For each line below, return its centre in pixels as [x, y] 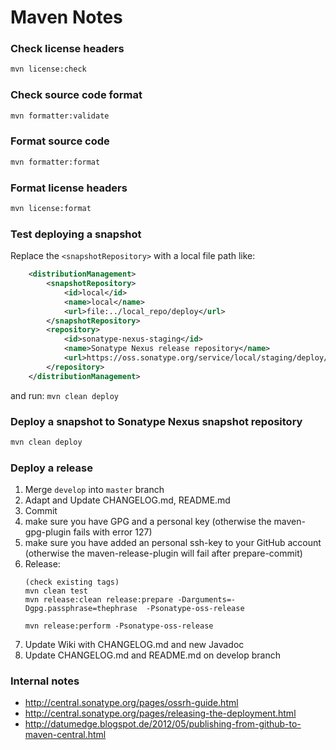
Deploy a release [51, 468]
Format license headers [69, 188]
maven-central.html [65, 735]
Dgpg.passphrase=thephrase [81, 609]
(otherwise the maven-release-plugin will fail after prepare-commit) [163, 553]
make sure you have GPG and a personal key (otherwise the [148, 522]
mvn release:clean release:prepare [99, 600]
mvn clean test [56, 591]
